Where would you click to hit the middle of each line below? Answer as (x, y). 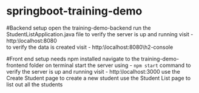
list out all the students (35, 84)
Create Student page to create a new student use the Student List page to (99, 78)
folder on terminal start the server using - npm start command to (110, 65)
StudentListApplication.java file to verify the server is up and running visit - (100, 34)
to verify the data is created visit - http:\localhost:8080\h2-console (90, 47)
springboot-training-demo (74, 11)
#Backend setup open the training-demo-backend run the (79, 28)
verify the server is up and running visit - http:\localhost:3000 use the (93, 71)
